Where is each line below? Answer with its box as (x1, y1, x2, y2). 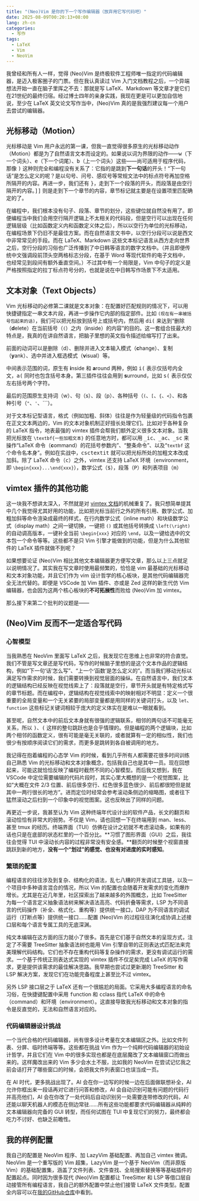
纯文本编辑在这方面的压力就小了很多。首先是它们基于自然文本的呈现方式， (6, 934, 188, 941)
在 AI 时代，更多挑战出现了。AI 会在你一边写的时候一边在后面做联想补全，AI (6, 1079, 192, 1086)
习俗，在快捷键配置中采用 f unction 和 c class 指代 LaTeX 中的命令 (6, 991, 166, 998)
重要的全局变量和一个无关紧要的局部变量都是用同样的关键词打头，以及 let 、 (6, 696, 192, 703)
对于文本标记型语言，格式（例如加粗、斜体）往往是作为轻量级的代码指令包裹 (6, 412, 193, 419)
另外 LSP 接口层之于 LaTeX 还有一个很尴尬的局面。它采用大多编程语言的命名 (6, 983, 192, 990)
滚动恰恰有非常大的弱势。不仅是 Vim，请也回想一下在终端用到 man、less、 (6, 816, 190, 823)
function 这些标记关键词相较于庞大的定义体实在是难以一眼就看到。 (6, 704, 169, 711)
